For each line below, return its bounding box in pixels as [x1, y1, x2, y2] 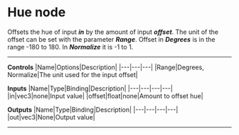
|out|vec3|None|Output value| [7, 112, 95, 121]
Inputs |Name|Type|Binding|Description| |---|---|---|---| [7, 84, 173, 93]
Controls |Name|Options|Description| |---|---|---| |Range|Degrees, [7, 63, 204, 71]
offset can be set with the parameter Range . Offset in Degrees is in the [7, 35, 216, 43]
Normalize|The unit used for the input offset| [7, 70, 138, 78]
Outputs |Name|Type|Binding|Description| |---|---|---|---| [7, 105, 179, 114]
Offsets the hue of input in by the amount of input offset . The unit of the [7, 28, 219, 36]
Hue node [7, 4, 66, 20]
